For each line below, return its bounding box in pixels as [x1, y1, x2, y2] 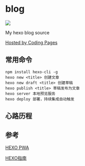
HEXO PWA [5, 144, 30, 151]
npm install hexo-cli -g [5, 69, 58, 75]
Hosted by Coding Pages [5, 39, 58, 45]
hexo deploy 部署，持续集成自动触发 [5, 97, 75, 102]
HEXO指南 [5, 155, 27, 161]
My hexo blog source [5, 29, 50, 36]
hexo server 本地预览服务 [5, 91, 56, 96]
